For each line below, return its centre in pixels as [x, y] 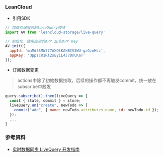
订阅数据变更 [25, 70]
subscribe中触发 [34, 87]
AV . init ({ [15, 46]
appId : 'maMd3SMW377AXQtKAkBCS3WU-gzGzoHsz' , [58, 51]
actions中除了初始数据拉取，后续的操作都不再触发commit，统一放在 [87, 80]
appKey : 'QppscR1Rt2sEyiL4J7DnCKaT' [47, 55]
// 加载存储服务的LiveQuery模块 [35, 28]
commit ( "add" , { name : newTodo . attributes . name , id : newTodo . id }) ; [86, 110]
